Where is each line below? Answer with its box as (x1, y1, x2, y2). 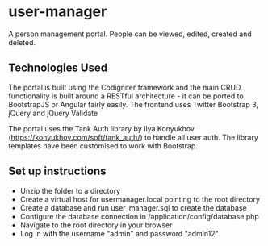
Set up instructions (8, 165, 107, 178)
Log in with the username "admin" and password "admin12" (19, 228, 220, 238)
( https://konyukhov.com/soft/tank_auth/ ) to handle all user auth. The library (8, 132, 258, 142)
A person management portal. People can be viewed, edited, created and (8, 29, 252, 39)
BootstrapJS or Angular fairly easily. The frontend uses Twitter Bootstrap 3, (8, 99, 259, 109)
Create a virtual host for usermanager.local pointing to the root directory (19, 194, 261, 204)
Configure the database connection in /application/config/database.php (19, 211, 260, 221)
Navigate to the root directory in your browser (19, 220, 173, 230)
